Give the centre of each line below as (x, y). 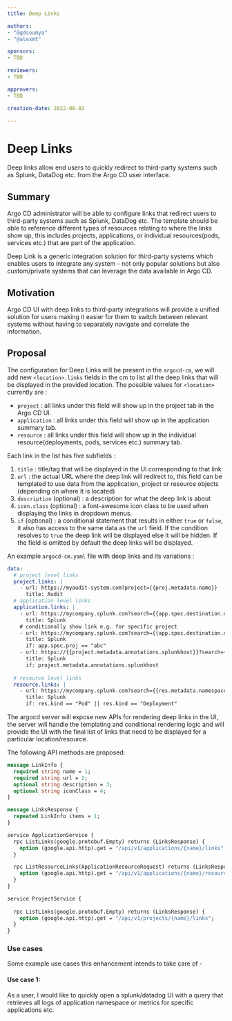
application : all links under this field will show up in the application (113, 420)
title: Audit (44, 595)
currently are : (27, 392)
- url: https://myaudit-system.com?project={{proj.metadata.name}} (118, 588)
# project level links (46, 575)
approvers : (23, 89)
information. (25, 331)
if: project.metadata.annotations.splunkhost (92, 665)
